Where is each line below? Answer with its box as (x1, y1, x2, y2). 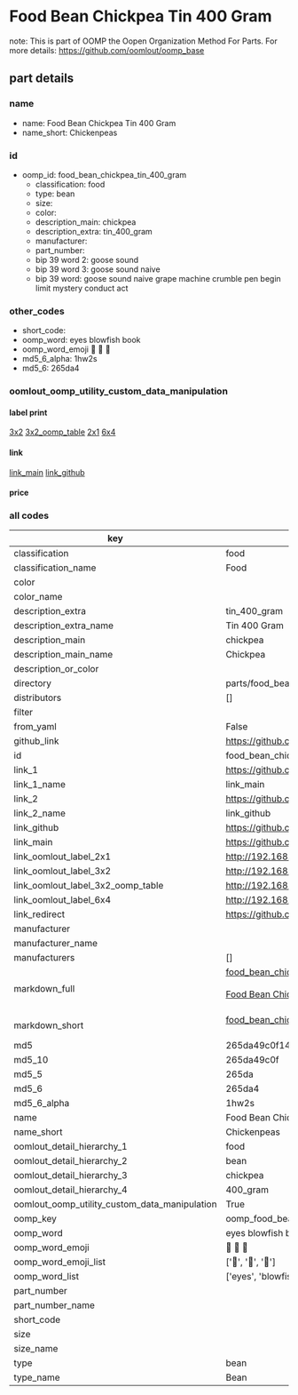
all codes (9, 509, 50, 522)
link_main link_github (9, 466, 86, 477)
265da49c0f (225, 1054, 279, 1066)
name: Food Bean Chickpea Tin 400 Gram (21, 117, 176, 128)
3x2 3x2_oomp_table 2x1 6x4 (9, 426, 116, 437)
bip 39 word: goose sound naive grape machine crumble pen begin (35, 273, 281, 283)
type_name (13, 1371, 60, 1383)
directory (13, 677, 51, 690)
